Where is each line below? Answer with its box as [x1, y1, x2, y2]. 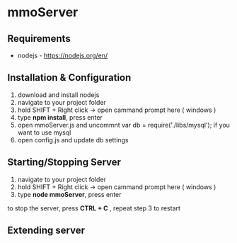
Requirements [7, 33, 71, 45]
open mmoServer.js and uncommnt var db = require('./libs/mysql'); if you [17, 120, 230, 129]
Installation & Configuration [7, 72, 132, 84]
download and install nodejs [17, 90, 100, 99]
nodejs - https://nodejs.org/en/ [17, 51, 108, 60]
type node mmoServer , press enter [17, 190, 122, 198]
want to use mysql [17, 128, 71, 137]
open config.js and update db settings [17, 135, 129, 144]
